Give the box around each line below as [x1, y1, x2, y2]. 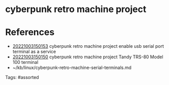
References [5, 27, 54, 38]
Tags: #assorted [5, 74, 39, 80]
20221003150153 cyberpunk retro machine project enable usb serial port [12, 43, 164, 49]
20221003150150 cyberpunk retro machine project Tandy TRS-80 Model [12, 54, 163, 60]
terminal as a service [12, 49, 57, 55]
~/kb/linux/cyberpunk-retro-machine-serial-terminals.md [12, 64, 132, 71]
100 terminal [12, 59, 39, 65]
